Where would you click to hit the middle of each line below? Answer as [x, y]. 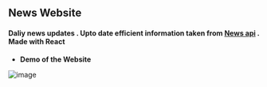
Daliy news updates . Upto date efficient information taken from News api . [134, 33]
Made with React [37, 41]
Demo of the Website [55, 59]
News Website [45, 13]
